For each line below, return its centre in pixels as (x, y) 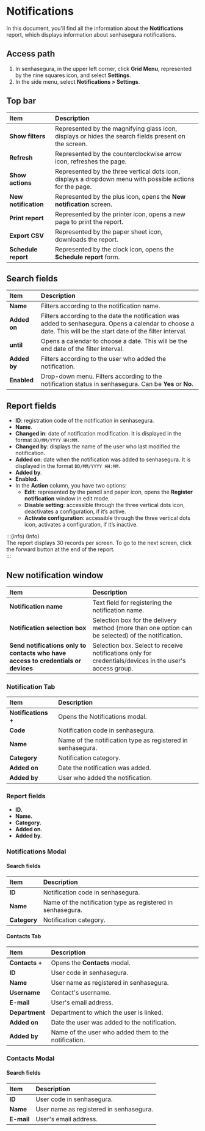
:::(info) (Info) (23, 536)
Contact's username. (81, 992)
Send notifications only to (48, 645)
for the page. (73, 187)
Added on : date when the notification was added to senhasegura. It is (103, 459)
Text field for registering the (132, 603)
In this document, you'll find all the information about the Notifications (95, 28)
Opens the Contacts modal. (91, 963)
